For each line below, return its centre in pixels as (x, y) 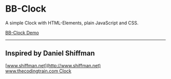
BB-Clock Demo (22, 32)
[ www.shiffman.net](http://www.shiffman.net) (53, 65)
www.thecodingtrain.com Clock (38, 71)
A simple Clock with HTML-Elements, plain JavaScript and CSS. (72, 23)
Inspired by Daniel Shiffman (50, 53)
